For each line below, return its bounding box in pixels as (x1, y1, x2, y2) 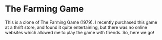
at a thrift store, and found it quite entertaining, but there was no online (5, 24, 147, 30)
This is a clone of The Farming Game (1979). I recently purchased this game (5, 19, 158, 25)
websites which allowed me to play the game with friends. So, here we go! (5, 29, 155, 35)
